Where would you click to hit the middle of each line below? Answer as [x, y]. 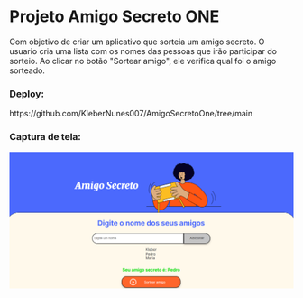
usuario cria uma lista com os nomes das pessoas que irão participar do [143, 51]
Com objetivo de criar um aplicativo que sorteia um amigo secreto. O [137, 42]
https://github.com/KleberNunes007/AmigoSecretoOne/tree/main [131, 114]
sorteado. [27, 70]
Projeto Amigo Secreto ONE [115, 17]
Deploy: [27, 94]
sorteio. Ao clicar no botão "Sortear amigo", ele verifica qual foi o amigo [143, 61]
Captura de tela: [45, 137]
